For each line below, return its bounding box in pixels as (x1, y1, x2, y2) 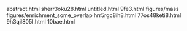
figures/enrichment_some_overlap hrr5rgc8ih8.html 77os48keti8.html (6, 12, 181, 19)
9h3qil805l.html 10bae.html (6, 18, 75, 25)
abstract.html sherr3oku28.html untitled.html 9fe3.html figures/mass (6, 5, 179, 12)
